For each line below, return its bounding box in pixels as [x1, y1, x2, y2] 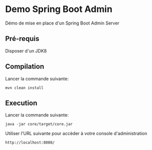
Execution [5, 98, 38, 107]
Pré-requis [5, 34, 40, 43]
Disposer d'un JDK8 [5, 47, 47, 53]
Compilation [5, 62, 44, 71]
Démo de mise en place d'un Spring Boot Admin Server [5, 20, 119, 26]
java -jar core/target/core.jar [5, 121, 73, 127]
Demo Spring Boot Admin [5, 3, 113, 15]
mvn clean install [5, 85, 44, 90]
